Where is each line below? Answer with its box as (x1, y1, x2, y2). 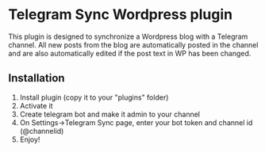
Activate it (19, 101, 53, 110)
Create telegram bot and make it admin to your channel (19, 109, 201, 119)
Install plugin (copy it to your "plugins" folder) (19, 93, 169, 102)
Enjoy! (19, 135, 40, 144)
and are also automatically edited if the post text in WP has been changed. (8, 48, 252, 58)
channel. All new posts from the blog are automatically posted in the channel (8, 40, 259, 49)
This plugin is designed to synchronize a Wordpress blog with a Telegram (8, 32, 248, 41)
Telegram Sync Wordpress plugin (8, 6, 232, 24)
